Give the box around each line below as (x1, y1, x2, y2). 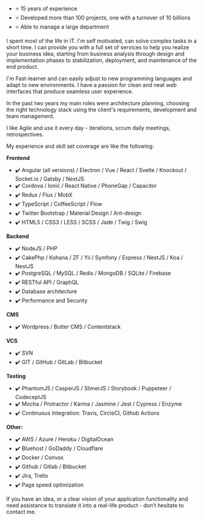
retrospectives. (6, 131, 44, 138)
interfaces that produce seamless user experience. (6, 88, 134, 95)
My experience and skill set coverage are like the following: (6, 142, 155, 150)
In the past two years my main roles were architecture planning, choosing (6, 100, 190, 106)
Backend (6, 233, 29, 240)
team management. (6, 113, 55, 120)
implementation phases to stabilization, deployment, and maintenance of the (6, 57, 197, 64)
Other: (6, 423, 23, 431)
